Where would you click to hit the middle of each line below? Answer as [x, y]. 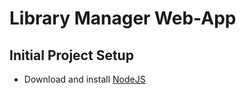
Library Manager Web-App [123, 18]
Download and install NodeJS [84, 79]
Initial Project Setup [71, 55]
